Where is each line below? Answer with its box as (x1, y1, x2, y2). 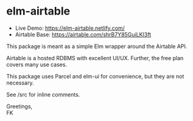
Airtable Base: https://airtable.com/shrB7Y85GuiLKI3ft (15, 30, 152, 38)
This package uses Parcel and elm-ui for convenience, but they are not (6, 72, 184, 80)
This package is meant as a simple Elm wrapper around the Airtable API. (6, 43, 188, 50)
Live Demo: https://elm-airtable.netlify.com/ (15, 24, 125, 32)
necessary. (6, 79, 35, 86)
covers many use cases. (6, 61, 68, 68)
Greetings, (6, 102, 33, 110)
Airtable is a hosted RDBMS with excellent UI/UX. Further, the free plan (6, 54, 184, 61)
